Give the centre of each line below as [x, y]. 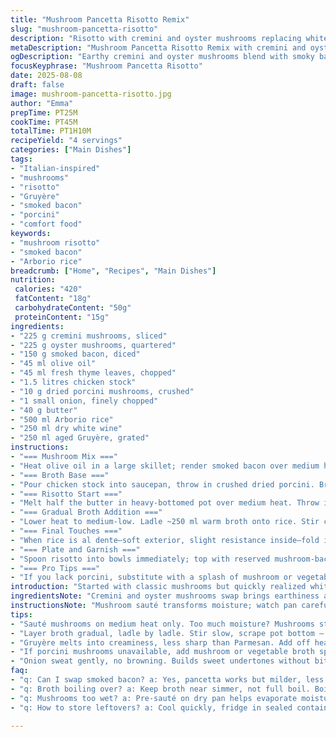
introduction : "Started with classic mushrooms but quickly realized [158, 587]
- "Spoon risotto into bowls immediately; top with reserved [140, 559]
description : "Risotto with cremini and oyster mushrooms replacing [156, 38]
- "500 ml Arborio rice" [62, 419]
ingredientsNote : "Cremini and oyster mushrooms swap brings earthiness [165, 596]
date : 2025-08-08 [46, 76]
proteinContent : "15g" [62, 317]
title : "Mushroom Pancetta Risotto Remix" [100, 19]
